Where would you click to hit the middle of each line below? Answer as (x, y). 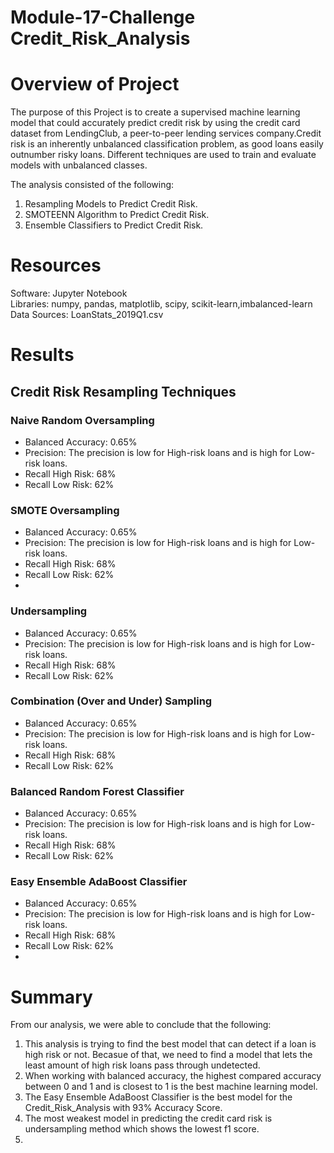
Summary (51, 997)
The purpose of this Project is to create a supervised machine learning (155, 112)
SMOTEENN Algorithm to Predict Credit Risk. (117, 215)
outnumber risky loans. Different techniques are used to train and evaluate (163, 155)
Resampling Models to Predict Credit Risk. (111, 204)
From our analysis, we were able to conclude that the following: (141, 1025)
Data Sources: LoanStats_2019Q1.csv (87, 315)
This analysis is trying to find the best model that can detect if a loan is (170, 1044)
